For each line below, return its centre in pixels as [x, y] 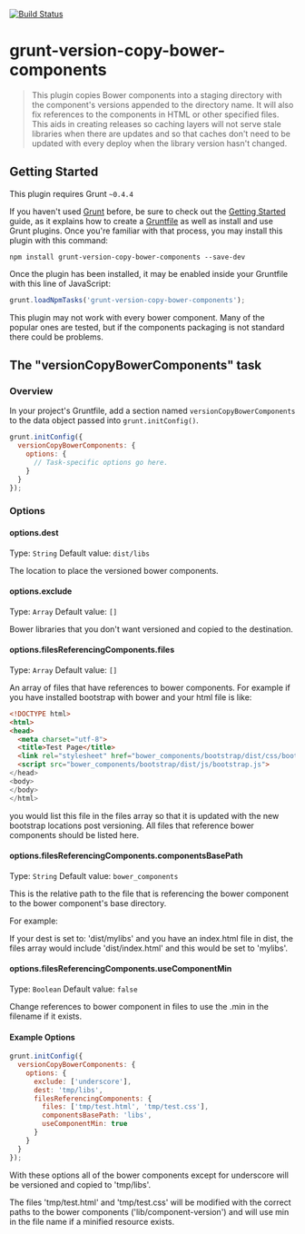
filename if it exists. [46, 1016]
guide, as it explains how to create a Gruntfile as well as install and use [142, 221]
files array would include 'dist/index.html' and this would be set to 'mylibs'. [149, 948]
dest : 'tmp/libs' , [68, 1090]
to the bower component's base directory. [88, 903]
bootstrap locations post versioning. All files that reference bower [132, 825]
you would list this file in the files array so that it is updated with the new [144, 815]
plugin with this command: [59, 240]
